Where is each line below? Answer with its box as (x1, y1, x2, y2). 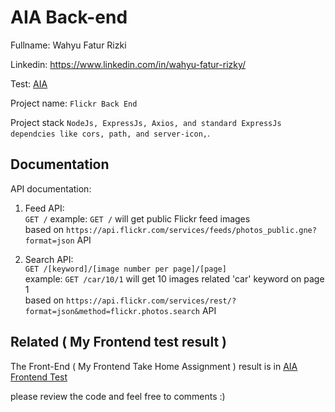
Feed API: (24, 202, 65, 214)
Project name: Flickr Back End (10, 97, 138, 109)
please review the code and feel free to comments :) (10, 390, 226, 402)
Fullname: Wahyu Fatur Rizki (10, 39, 127, 51)
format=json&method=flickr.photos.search (24, 306, 200, 316)
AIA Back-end (10, 6, 128, 29)
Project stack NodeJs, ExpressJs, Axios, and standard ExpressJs (10, 116, 282, 128)
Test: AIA (10, 77, 48, 90)
